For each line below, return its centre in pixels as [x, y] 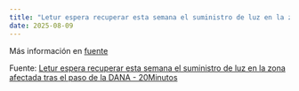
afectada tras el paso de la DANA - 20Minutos [93, 77]
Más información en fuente [59, 50]
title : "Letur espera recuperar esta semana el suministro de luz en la [147, 17]
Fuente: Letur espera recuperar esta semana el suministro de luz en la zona [148, 68]
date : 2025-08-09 [41, 26]
